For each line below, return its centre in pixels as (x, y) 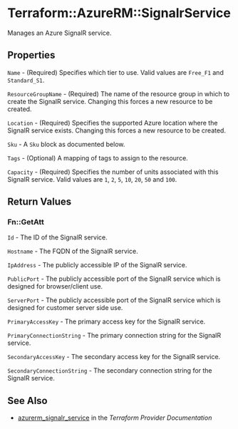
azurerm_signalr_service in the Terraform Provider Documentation (115, 418)
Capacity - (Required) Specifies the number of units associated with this (113, 172)
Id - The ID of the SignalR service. (58, 237)
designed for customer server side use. (65, 308)
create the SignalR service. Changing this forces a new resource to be (110, 101)
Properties (31, 55)
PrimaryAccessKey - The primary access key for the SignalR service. (107, 321)
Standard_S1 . (26, 80)
